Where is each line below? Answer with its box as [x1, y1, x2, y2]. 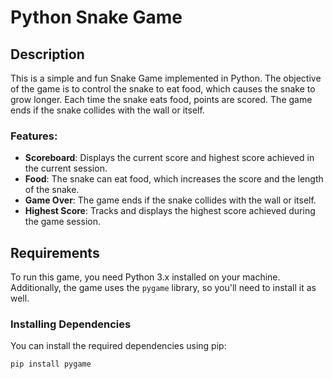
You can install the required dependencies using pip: [10, 340, 227, 352]
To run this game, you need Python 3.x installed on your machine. [10, 271, 281, 283]
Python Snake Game [10, 6, 183, 29]
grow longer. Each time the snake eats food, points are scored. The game [10, 94, 313, 105]
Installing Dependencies [10, 317, 132, 331]
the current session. [24, 162, 108, 175]
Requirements [10, 244, 100, 261]
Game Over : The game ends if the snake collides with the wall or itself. [24, 194, 317, 206]
